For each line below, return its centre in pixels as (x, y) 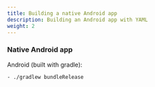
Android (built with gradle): (45, 65)
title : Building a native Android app (62, 13)
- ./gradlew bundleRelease (45, 77)
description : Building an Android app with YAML (77, 20)
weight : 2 (21, 26)
